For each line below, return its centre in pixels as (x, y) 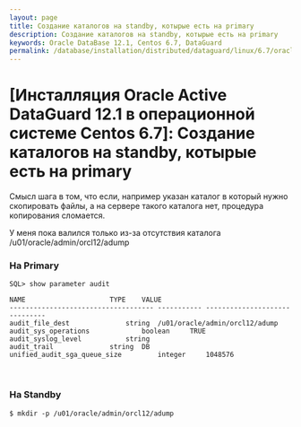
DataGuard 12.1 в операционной (132, 114)
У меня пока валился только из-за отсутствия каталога (115, 233)
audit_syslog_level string (80, 339)
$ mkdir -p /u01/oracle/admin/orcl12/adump (92, 414)
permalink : (30, 51)
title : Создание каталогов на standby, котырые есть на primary (132, 26)
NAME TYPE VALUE (86, 300)
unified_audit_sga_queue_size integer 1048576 (122, 355)
